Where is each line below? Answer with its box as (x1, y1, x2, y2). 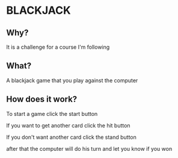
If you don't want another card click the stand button (6, 133, 137, 141)
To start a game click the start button (6, 110, 98, 117)
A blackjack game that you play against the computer (6, 76, 138, 84)
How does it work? (6, 94, 78, 105)
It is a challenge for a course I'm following (6, 43, 110, 50)
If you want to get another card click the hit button (6, 121, 130, 129)
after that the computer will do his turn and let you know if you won (6, 145, 173, 152)
